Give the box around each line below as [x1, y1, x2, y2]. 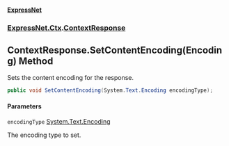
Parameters [7, 102, 42, 111]
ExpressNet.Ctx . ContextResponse [7, 23, 126, 33]
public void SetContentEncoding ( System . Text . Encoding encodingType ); [7, 87, 214, 94]
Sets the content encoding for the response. [7, 74, 134, 82]
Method [18, 55, 54, 67]
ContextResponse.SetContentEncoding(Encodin [7, 44, 223, 56]
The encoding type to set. [7, 131, 81, 139]
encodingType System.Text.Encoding [7, 117, 111, 126]
